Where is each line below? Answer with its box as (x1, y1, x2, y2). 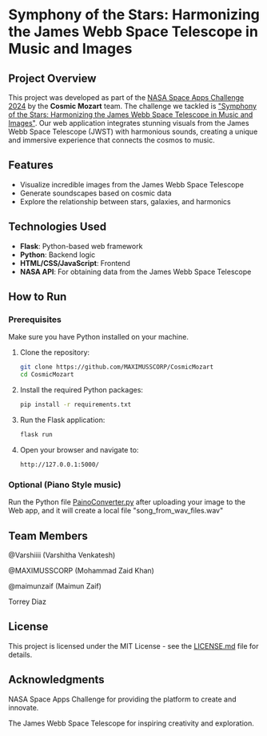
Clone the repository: (19, 348, 90, 357)
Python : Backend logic (19, 250, 96, 259)
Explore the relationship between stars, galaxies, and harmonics (19, 196, 231, 206)
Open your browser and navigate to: (19, 444, 139, 454)
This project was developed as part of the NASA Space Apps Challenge (8, 93, 245, 102)
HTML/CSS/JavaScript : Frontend (19, 258, 130, 267)
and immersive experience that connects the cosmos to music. (8, 135, 215, 145)
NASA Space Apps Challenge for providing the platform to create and (8, 694, 237, 704)
